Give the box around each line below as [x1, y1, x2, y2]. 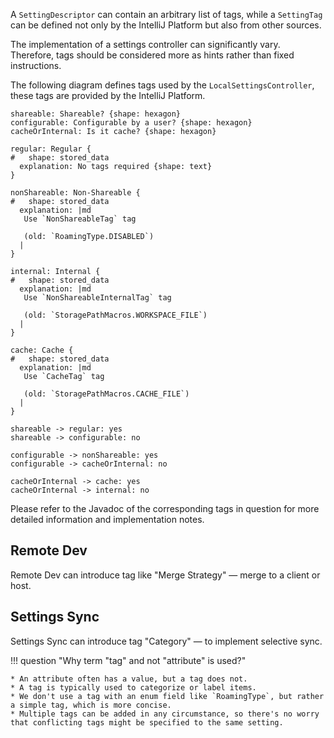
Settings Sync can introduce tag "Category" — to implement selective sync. [10, 635, 323, 647]
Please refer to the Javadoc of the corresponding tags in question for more [10, 503, 320, 514]
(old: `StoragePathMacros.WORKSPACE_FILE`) [23, 310, 208, 320]
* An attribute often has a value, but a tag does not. [10, 674, 248, 684]
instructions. [10, 60, 62, 71]
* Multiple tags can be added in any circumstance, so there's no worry [10, 709, 320, 719]
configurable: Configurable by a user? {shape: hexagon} [10, 118, 253, 128]
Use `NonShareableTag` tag [23, 214, 137, 224]
